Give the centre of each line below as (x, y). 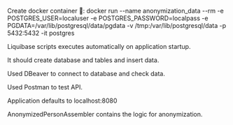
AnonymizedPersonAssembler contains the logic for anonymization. (105, 114)
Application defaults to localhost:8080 (62, 101)
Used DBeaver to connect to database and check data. (86, 74)
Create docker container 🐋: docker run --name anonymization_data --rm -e (115, 11)
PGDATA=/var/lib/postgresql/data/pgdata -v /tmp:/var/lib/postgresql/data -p (117, 25)
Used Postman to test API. (45, 87)
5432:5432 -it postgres (41, 33)
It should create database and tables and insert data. (83, 60)
